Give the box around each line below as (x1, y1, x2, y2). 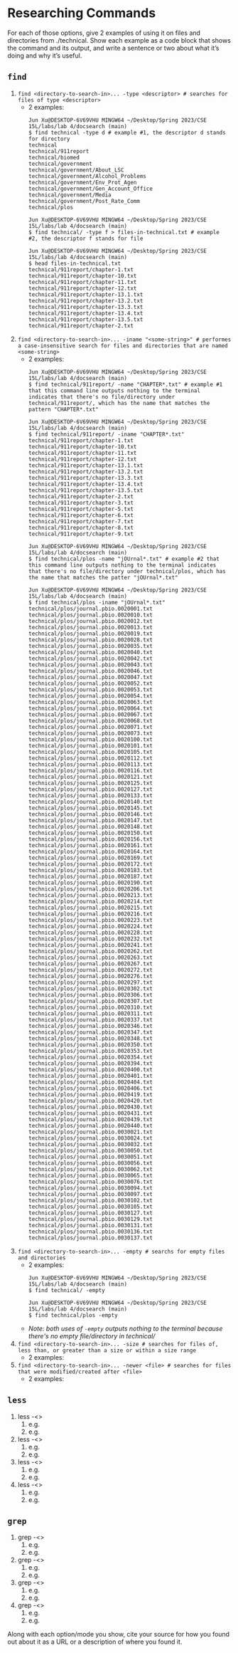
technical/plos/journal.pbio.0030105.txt (28, 1203, 153, 1210)
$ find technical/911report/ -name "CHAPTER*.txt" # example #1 (28, 381, 223, 388)
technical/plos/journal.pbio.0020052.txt (28, 680, 153, 687)
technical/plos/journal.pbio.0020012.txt (28, 617, 153, 624)
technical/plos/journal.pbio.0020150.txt (28, 829, 153, 836)
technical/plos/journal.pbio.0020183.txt (28, 866, 153, 873)
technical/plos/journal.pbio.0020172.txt (28, 860, 153, 868)
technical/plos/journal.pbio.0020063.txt (28, 698, 153, 705)
